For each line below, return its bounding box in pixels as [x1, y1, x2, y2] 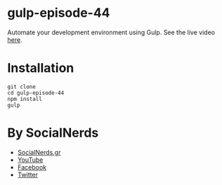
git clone [7, 83, 37, 90]
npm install [7, 95, 42, 102]
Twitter [17, 170, 39, 179]
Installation [7, 60, 74, 76]
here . [7, 35, 22, 43]
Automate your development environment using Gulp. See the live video [7, 28, 216, 36]
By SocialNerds [7, 125, 99, 141]
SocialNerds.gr [17, 148, 61, 156]
